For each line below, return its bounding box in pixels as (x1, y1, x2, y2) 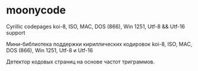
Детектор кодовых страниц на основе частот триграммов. (6, 58, 155, 65)
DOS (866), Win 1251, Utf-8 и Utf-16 (6, 46, 93, 53)
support (6, 29, 25, 36)
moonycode (6, 4, 66, 17)
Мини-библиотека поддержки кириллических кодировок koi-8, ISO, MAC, (6, 40, 193, 48)
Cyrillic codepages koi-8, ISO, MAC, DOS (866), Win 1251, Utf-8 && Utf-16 (6, 23, 185, 30)
